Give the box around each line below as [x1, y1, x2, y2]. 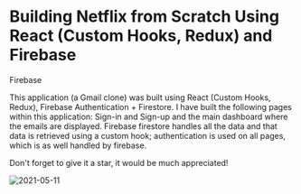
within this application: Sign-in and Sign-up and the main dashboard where [9, 111, 288, 122]
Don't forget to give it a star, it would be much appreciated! [9, 157, 229, 168]
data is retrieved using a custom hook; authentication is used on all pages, [9, 130, 287, 141]
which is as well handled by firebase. [9, 140, 147, 151]
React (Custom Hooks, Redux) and [9, 25, 273, 46]
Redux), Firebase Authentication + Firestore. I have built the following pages [9, 101, 292, 112]
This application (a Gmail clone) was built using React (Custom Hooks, [9, 92, 271, 103]
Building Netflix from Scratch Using [9, 6, 280, 27]
